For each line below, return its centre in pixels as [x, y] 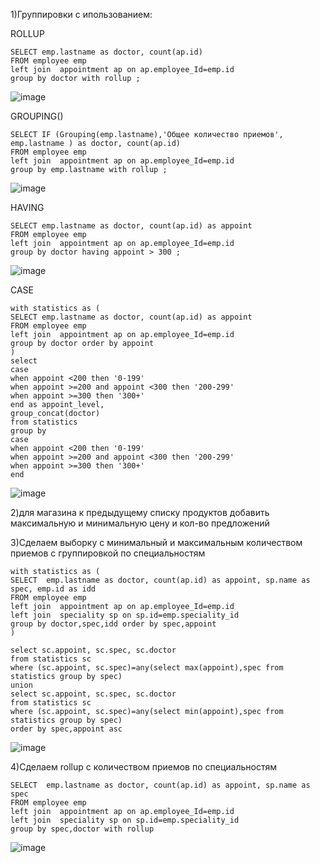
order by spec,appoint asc [66, 729]
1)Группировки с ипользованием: [81, 14]
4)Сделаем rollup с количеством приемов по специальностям [143, 767]
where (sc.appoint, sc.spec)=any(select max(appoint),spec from [147, 668]
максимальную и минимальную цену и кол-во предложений [140, 523]
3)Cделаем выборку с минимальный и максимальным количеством [156, 542]
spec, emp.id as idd [53, 589]
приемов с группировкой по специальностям [108, 553]
